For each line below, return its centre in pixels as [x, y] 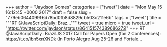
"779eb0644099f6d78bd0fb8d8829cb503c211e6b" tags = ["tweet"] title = [83, 18]
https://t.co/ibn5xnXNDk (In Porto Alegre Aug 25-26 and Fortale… [74, 39]
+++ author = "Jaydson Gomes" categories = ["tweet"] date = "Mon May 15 [84, 7]
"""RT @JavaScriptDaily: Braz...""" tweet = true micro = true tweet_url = [80, 23]
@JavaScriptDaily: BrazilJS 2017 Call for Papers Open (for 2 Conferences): [83, 34]
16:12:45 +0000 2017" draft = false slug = [49, 12]
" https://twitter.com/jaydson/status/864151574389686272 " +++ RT [75, 28]
